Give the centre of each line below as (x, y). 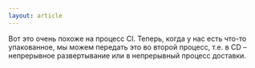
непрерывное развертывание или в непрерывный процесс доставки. (127, 55)
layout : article (35, 16)
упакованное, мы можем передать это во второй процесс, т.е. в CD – (127, 47)
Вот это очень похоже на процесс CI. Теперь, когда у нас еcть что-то (127, 38)
